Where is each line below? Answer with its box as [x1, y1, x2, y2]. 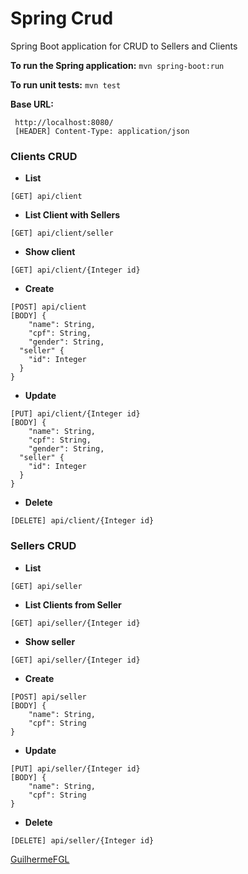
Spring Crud [10, 7, 114, 30]
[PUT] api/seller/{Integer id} [10, 763, 141, 774]
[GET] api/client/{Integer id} [10, 265, 141, 276]
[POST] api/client [10, 302, 87, 312]
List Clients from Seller [24, 598, 122, 611]
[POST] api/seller [10, 692, 87, 702]
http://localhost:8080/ [14, 117, 114, 127]
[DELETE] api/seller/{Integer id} [10, 835, 155, 846]
